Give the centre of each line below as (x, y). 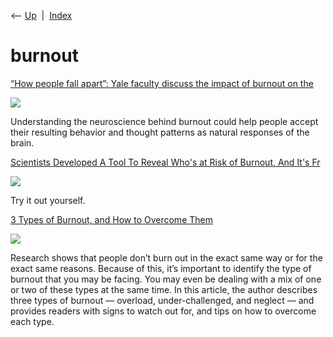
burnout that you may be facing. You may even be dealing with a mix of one (166, 279)
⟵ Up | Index (41, 15)
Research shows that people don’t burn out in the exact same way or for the (166, 257)
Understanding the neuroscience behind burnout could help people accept (164, 121)
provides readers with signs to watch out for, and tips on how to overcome (163, 311)
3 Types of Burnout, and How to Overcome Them (111, 219)
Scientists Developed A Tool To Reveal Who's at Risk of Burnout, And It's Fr (165, 162)
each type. (32, 321)
